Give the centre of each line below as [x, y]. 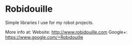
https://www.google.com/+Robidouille [44, 37]
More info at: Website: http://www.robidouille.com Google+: [66, 32]
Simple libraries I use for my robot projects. [49, 22]
